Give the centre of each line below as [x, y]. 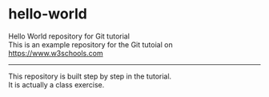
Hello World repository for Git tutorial [69, 36]
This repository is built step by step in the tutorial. [90, 76]
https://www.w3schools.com [56, 53]
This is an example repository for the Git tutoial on [91, 44]
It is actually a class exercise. [56, 84]
